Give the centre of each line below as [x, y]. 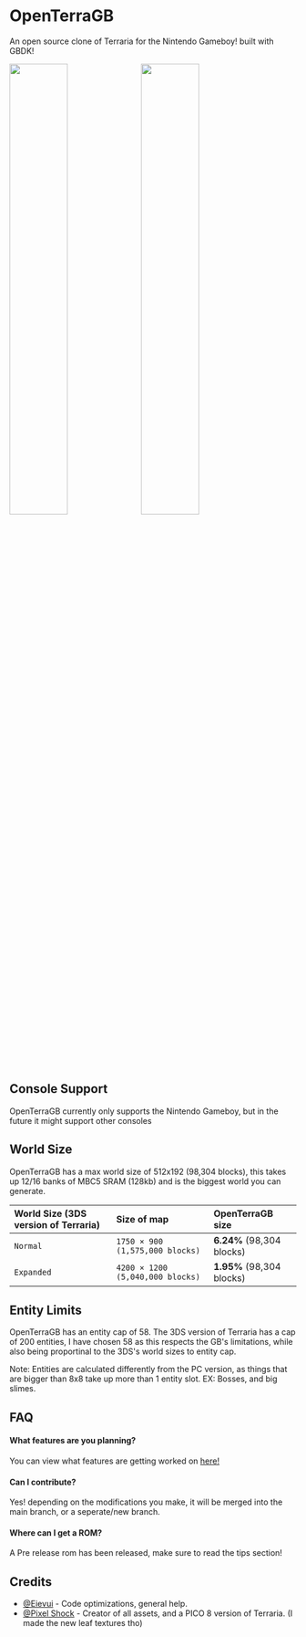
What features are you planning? [73, 1441]
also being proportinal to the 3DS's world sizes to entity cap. [123, 1351]
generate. [27, 1191]
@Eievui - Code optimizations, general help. [105, 1604]
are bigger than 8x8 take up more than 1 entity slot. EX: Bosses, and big [143, 1379]
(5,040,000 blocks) [158, 1276]
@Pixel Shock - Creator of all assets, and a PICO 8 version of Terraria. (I [158, 1613]
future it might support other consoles [81, 1120]
